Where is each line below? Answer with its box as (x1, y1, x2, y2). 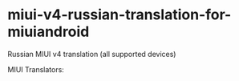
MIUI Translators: (7, 64, 65, 74)
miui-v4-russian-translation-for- (7, 6, 232, 24)
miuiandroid (7, 22, 90, 41)
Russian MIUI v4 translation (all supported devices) (7, 49, 176, 59)
